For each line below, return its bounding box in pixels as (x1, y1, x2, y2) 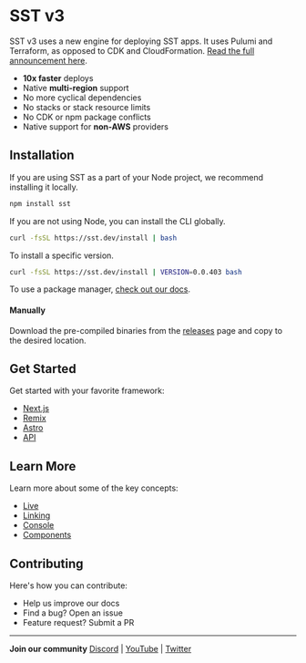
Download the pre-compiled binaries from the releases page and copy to (9, 325, 283, 336)
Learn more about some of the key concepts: (9, 482, 179, 493)
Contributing (9, 555, 84, 571)
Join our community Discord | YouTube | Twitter (9, 644, 192, 655)
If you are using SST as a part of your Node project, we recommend (9, 171, 264, 182)
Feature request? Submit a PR (22, 617, 135, 628)
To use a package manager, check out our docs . (9, 284, 191, 295)
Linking (22, 510, 51, 521)
